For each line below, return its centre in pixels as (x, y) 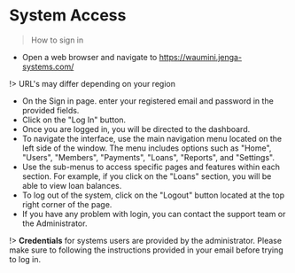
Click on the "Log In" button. (74, 120)
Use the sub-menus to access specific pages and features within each (151, 167)
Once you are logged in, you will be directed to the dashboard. (136, 129)
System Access (68, 16)
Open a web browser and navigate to (89, 57)
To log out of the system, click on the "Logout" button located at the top (153, 195)
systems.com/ (48, 66)
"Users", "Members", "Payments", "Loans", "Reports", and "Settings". (148, 157)
